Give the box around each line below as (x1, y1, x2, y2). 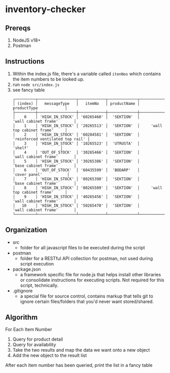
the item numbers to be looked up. (12, 76, 84, 82)
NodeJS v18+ (12, 37, 41, 43)
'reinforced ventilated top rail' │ (12, 136, 90, 141)
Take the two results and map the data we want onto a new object (12, 347, 150, 353)
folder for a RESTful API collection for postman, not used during (20, 255, 153, 262)
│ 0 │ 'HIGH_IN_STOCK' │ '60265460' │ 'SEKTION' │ (12, 114, 140, 120)
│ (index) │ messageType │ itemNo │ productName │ (12, 101, 140, 106)
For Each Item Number (5, 326, 52, 332)
